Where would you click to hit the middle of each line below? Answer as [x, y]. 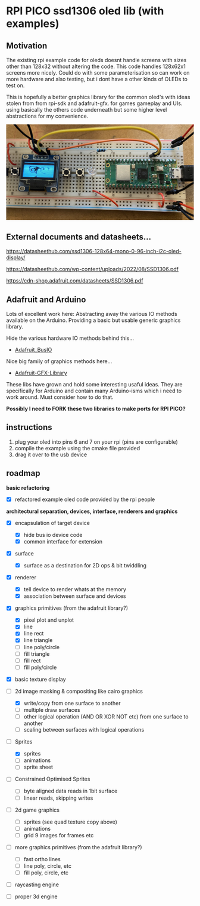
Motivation [27, 46]
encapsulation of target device [52, 523]
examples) [33, 24]
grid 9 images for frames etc [59, 835]
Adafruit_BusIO [33, 350]
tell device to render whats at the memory [75, 589]
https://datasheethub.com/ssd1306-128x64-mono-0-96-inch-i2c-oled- [94, 251]
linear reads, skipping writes [58, 798]
